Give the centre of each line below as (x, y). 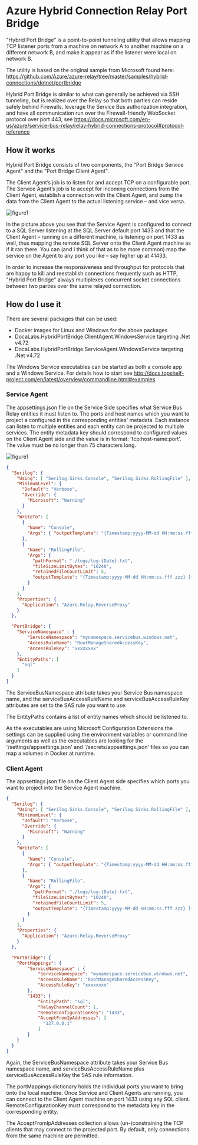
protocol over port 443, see (39, 119)
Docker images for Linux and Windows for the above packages (91, 330)
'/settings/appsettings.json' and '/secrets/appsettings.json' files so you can (98, 747)
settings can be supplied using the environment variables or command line (97, 734)
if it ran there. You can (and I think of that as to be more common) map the (96, 249)
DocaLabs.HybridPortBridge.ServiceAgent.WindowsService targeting (99, 349)
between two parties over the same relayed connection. (74, 286)
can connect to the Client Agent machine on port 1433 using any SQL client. (98, 1099)
